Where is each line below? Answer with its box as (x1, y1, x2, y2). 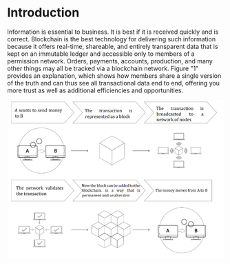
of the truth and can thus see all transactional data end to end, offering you (7, 79, 220, 87)
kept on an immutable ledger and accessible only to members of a (7, 50, 195, 58)
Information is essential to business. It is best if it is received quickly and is (7, 28, 219, 36)
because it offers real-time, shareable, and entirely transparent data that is (7, 42, 218, 50)
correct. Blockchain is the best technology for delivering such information (7, 34, 216, 43)
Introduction (7, 5, 80, 21)
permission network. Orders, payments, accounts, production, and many (7, 57, 213, 65)
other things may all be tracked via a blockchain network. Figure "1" (7, 64, 199, 72)
